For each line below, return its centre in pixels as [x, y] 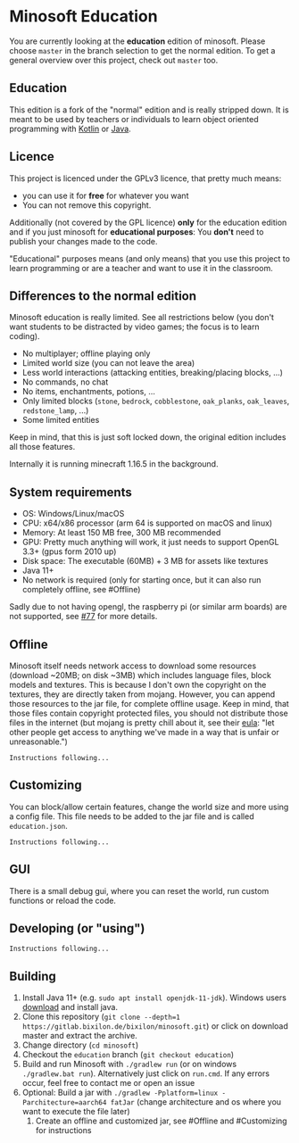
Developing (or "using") [77, 928]
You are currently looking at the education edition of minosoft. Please [137, 41]
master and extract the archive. [80, 1036]
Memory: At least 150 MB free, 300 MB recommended [121, 533]
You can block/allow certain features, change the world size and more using [149, 807]
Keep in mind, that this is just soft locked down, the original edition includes [148, 437]
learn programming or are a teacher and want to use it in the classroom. [141, 268]
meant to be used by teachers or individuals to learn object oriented [134, 119]
